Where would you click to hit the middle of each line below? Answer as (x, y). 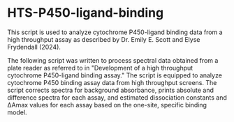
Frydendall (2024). (34, 47)
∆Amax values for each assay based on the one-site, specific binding (107, 105)
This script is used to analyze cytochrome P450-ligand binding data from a (115, 32)
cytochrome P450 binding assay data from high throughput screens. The (112, 82)
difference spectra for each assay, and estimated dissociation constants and (117, 97)
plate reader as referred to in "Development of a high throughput (100, 68)
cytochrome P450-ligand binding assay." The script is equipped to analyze (115, 75)
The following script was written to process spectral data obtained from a (113, 60)
